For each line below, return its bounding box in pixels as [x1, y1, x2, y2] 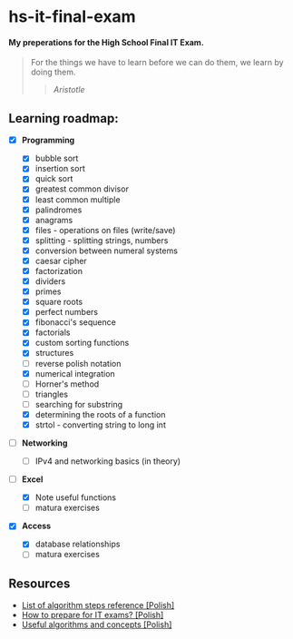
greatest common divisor [34, 183, 129, 194]
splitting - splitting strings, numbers [34, 234, 169, 246]
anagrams [34, 214, 73, 225]
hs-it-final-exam [8, 6, 137, 27]
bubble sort [34, 152, 79, 164]
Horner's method [34, 378, 100, 389]
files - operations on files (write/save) [34, 224, 176, 235]
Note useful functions [34, 492, 117, 503]
